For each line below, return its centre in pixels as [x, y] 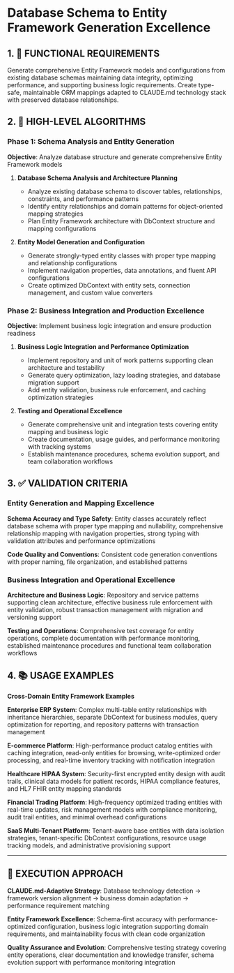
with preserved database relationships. [63, 100]
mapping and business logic [68, 431]
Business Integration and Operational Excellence [91, 579]
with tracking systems [59, 446]
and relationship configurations [72, 262]
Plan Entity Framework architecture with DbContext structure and [121, 221]
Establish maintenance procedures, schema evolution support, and [124, 454]
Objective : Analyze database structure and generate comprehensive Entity [115, 157]
